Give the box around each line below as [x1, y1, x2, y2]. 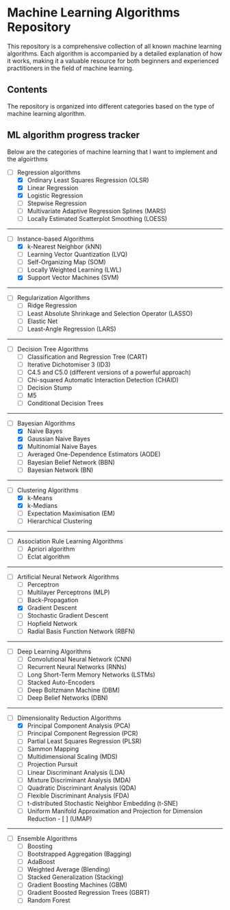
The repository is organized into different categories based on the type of [7, 102, 214, 110]
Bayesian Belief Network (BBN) [27, 458, 115, 466]
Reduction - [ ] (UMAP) [27, 815, 92, 823]
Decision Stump [27, 384, 73, 392]
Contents [7, 84, 48, 95]
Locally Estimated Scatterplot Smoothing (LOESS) [27, 214, 168, 222]
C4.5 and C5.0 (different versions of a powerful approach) [27, 368, 192, 376]
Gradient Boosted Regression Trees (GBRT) [27, 889, 150, 897]
